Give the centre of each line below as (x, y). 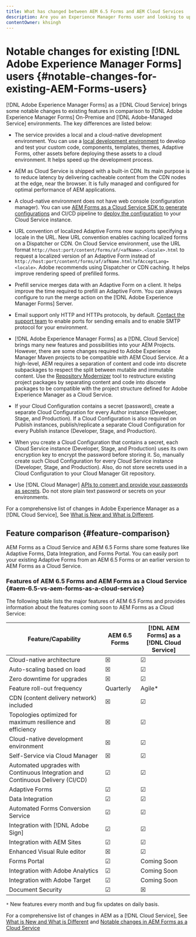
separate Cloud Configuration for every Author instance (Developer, (96, 412)
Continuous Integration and (46, 772)
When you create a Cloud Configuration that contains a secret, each (96, 442)
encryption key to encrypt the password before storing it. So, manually (99, 455)
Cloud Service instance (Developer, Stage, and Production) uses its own (101, 449)
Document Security (36, 890)
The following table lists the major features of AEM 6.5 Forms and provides (96, 601)
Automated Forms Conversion (50, 809)
